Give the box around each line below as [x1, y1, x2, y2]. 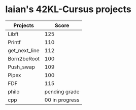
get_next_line [8, 47, 40, 54]
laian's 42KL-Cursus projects [5, 4, 131, 15]
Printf [8, 39, 21, 46]
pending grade [44, 88, 80, 95]
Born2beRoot [8, 55, 40, 62]
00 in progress [44, 96, 80, 103]
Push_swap [8, 63, 36, 70]
